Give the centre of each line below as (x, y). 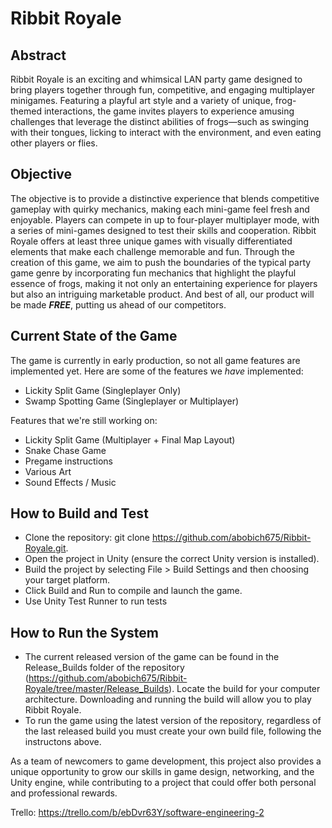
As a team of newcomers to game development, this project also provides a (166, 761)
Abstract (38, 55)
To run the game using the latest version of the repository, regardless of (173, 721)
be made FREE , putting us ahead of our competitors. (118, 304)
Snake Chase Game (65, 450)
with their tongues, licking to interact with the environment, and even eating (166, 132)
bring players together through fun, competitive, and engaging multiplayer (163, 90)
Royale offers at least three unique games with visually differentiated (151, 241)
